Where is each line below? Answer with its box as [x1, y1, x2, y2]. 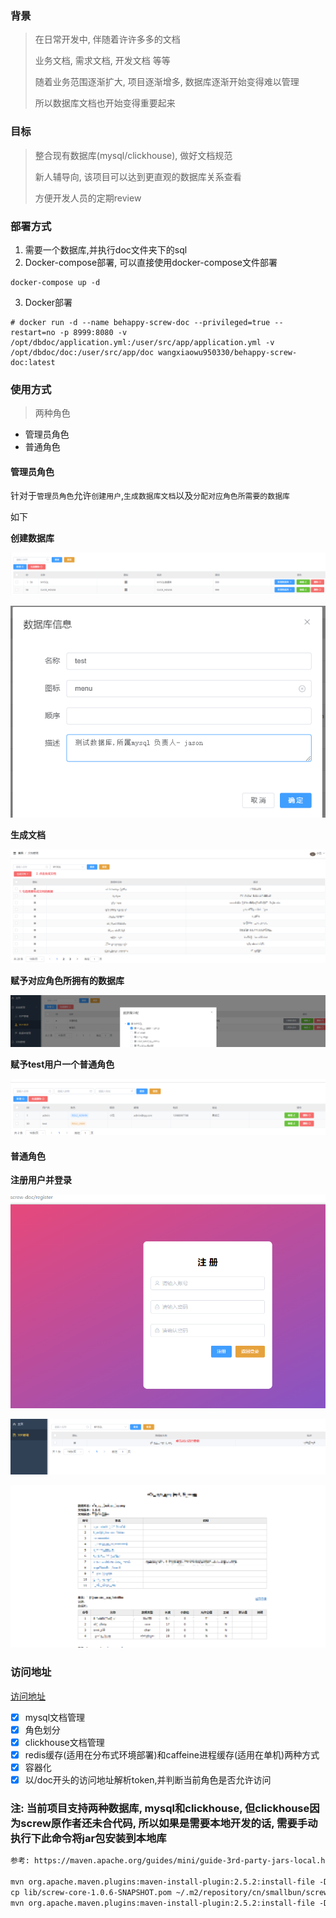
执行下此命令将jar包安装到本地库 [10, 1831, 167, 1845]
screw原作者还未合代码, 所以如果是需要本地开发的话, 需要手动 [20, 1816, 318, 1830]
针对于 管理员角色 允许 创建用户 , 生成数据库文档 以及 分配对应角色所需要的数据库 [10, 490, 290, 502]
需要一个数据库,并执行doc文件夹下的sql [24, 243, 188, 256]
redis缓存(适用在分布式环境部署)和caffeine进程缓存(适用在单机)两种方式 [24, 1748, 320, 1761]
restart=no [10, 327, 56, 337]
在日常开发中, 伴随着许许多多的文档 [34, 33, 181, 46]
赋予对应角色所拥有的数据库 [10, 975, 125, 987]
